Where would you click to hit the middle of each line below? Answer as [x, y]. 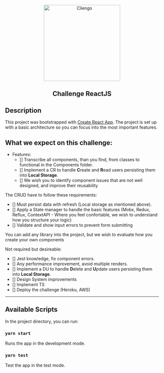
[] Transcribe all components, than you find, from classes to [80, 160]
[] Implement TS [28, 285]
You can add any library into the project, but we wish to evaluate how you [79, 235]
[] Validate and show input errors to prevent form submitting [72, 225]
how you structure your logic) [42, 220]
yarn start [18, 333]
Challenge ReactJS [82, 94]
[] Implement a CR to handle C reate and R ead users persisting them [87, 170]
